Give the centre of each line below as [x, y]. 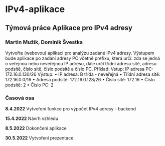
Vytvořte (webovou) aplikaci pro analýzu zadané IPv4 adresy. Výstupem [80, 53]
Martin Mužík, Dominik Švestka [44, 42]
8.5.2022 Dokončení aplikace [36, 128]
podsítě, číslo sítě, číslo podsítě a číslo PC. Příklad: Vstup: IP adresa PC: [79, 69]
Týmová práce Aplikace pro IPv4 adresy [69, 28]
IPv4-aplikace [35, 9]
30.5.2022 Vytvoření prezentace [39, 138]
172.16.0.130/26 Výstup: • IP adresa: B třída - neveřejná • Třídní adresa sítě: [83, 74]
